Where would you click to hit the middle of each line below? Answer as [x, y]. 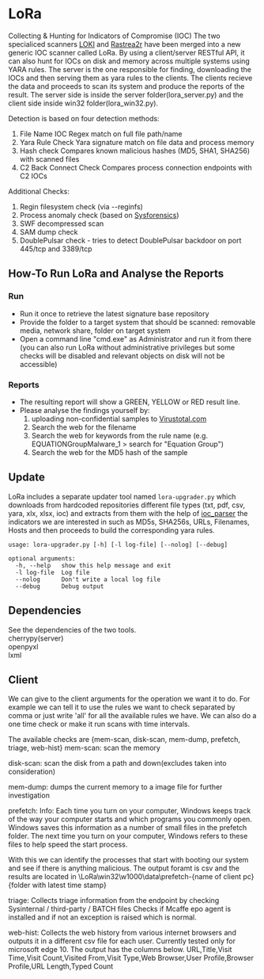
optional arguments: [42, 558]
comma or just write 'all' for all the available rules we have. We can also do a [132, 716]
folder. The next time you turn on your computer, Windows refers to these [128, 836]
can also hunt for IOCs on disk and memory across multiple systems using [129, 61]
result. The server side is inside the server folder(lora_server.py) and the [126, 94]
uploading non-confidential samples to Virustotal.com [119, 419]
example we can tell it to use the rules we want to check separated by [122, 707]
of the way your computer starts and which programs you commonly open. [130, 819]
